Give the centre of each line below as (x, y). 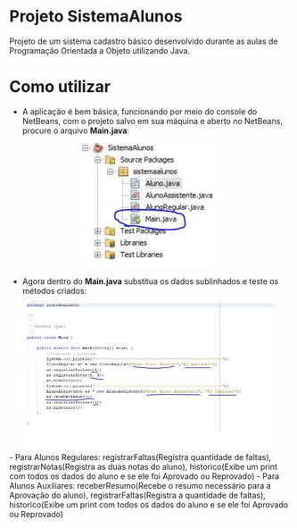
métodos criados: (54, 290)
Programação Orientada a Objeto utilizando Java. (99, 50)
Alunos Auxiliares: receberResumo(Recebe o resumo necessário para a (140, 486)
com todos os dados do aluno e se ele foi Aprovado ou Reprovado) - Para (144, 476)
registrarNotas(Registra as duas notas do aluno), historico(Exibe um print (144, 467)
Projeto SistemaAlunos (96, 17)
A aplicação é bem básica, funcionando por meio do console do (140, 111)
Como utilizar (60, 87)
